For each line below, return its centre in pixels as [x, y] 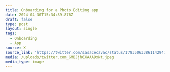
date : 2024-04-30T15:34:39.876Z [39, 15]
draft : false [19, 19]
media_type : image [25, 62]
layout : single [21, 29]
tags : [11, 33]
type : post [17, 24]
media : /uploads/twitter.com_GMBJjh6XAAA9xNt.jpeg [60, 57]
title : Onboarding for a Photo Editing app [52, 10]
